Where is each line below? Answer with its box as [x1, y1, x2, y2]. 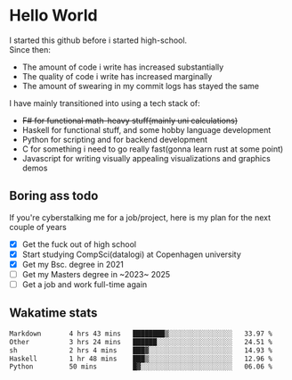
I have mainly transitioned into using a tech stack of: [9, 97, 200, 108]
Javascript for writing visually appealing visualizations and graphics [21, 153, 272, 163]
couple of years [9, 221, 67, 232]
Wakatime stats [9, 305, 98, 321]
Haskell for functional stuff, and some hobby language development [21, 124, 272, 135]
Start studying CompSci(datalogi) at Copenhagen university [21, 249, 242, 260]
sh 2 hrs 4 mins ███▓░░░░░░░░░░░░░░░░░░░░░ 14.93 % [9, 345, 273, 355]
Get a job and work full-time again [21, 279, 148, 290]
